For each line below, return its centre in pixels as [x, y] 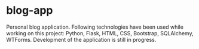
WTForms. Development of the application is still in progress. [81, 39]
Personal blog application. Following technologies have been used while [95, 27]
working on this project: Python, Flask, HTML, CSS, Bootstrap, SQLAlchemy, [100, 33]
